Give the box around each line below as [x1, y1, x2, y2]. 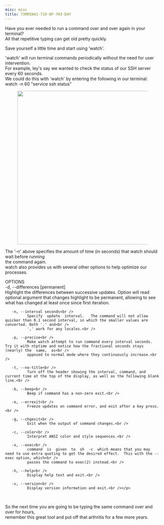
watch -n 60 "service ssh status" [5, 81, 72, 87]
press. [145, 404, 160, 408]
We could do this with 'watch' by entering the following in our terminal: [5, 76, 148, 82]
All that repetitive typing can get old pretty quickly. [5, 35, 108, 42]
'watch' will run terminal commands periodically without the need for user [5, 55, 154, 60]
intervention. [5, 60, 31, 66]
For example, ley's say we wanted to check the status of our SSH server [5, 65, 151, 71]
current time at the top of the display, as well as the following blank [5, 374, 160, 379]
